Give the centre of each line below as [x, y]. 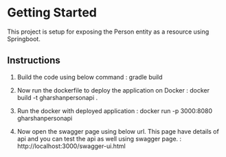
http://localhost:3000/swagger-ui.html [71, 146]
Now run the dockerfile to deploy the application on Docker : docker [113, 90]
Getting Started [52, 13]
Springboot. [24, 38]
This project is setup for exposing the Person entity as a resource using [108, 32]
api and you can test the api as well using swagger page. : [99, 138]
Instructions [34, 61]
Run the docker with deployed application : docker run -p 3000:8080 [115, 110]
